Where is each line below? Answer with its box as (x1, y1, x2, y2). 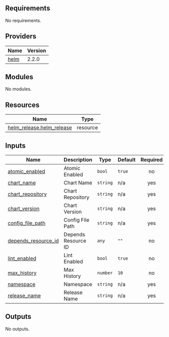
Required (140, 156, 163, 163)
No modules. (5, 86, 32, 92)
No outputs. (5, 325, 30, 332)
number (97, 270, 113, 276)
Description (63, 156, 93, 163)
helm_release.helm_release (8, 124, 72, 131)
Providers (5, 32, 37, 41)
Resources (5, 100, 40, 109)
